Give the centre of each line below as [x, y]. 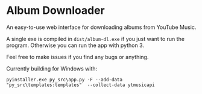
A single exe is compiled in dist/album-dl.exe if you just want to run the [96, 39]
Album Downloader [56, 11]
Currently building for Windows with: [52, 68]
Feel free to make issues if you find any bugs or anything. [77, 57]
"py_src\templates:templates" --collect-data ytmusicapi [80, 85]
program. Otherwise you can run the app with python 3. [75, 45]
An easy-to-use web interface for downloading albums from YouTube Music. [101, 27]
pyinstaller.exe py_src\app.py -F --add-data [64, 80]
